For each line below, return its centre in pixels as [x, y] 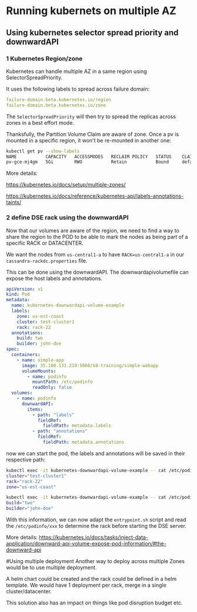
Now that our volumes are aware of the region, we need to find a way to [93, 230]
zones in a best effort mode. [40, 122]
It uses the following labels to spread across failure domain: [78, 89]
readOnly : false [52, 388]
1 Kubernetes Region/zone [45, 58]
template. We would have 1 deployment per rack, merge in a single [86, 585]
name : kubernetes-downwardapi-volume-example [68, 305]
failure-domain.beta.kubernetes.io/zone [56, 105]
